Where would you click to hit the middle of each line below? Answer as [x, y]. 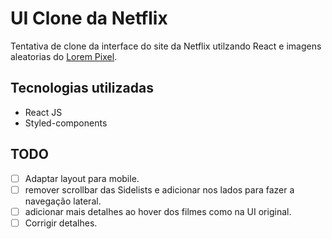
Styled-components [66, 123]
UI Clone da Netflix [89, 18]
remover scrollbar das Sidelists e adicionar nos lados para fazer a [159, 189]
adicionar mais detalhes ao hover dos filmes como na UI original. [158, 211]
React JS [43, 112]
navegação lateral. [63, 201]
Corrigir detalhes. [61, 223]
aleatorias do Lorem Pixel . [64, 56]
